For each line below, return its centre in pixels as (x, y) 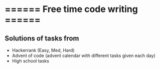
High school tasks (31, 61)
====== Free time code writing (71, 9)
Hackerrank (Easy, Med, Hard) (43, 50)
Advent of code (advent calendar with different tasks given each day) (84, 55)
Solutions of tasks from (42, 38)
